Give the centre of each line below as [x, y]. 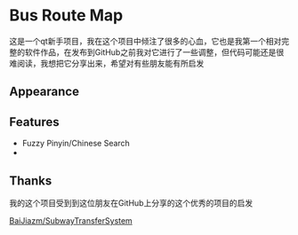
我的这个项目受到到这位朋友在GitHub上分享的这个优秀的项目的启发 [131, 203]
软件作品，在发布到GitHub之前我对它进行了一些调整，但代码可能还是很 [154, 52]
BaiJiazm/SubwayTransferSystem [71, 220]
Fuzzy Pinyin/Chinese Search [76, 144]
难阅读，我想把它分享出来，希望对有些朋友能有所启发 [107, 63]
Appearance [44, 92]
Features [34, 122]
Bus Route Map [66, 16]
